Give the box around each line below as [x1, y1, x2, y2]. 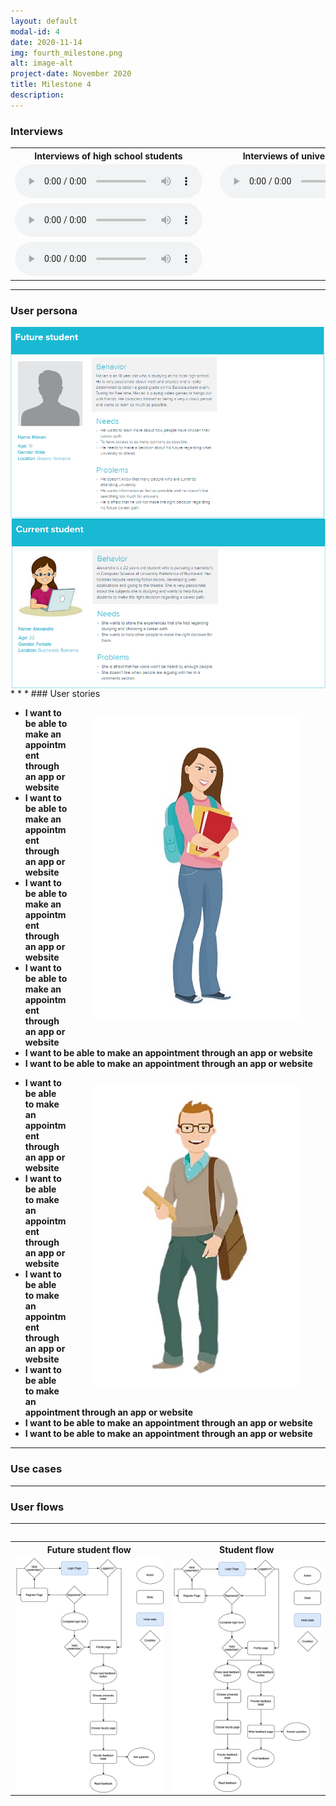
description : [10, 90, 65, 100]
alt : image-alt [10, 58, 74, 69]
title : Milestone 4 [10, 80, 92, 90]
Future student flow [46, 1543, 132, 1555]
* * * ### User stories [10, 688, 101, 700]
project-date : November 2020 [10, 69, 132, 79]
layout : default [10, 16, 78, 26]
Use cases [10, 1462, 63, 1476]
